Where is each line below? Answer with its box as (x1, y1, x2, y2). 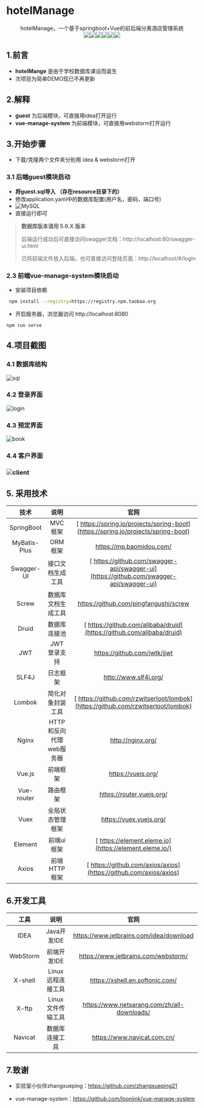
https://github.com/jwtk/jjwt (93, 649, 173, 657)
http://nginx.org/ (110, 736, 157, 745)
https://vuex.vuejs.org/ (101, 815, 166, 824)
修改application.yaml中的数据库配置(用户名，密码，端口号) (15, 195, 161, 202)
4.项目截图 (6, 340, 47, 351)
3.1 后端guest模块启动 (6, 173, 71, 181)
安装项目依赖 (15, 286, 47, 294)
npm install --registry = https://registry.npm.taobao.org (8, 298, 156, 305)
